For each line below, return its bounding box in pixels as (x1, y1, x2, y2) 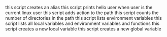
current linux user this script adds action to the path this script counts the (5, 10, 159, 16)
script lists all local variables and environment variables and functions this (5, 20, 160, 26)
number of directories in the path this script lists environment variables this (5, 15, 162, 21)
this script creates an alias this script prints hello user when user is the (5, 5, 153, 10)
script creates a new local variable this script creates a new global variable (5, 26, 161, 32)
